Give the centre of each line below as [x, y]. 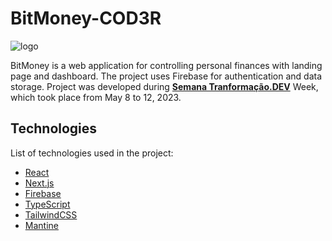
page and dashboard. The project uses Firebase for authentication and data [166, 76]
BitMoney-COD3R [86, 18]
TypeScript [47, 204]
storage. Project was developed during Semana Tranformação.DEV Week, [164, 86]
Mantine [41, 225]
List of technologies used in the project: [92, 153]
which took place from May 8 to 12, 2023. [96, 97]
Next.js [39, 183]
